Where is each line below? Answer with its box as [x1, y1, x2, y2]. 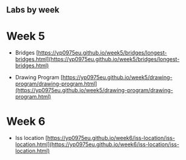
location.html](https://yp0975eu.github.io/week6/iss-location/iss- [15, 141, 179, 148]
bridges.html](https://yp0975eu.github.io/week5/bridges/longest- [15, 56, 180, 63]
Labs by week [6, 5, 60, 15]
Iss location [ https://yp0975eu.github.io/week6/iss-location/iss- [15, 135, 175, 142]
